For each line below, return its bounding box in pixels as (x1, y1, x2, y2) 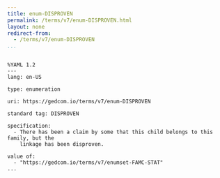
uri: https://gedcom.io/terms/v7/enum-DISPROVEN (7, 98, 151, 105)
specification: (7, 123, 52, 130)
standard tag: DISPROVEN (7, 110, 79, 117)
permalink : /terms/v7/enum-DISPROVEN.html (7, 17, 132, 24)
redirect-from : (7, 29, 52, 37)
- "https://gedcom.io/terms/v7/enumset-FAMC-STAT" (13, 159, 164, 166)
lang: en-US (7, 74, 42, 81)
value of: (7, 153, 36, 161)
